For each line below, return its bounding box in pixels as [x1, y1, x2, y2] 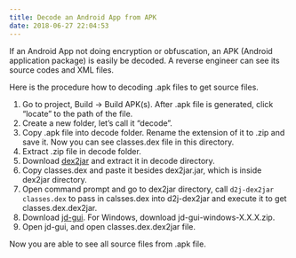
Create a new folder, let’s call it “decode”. [21, 117, 173, 129]
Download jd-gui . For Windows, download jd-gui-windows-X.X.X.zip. [21, 212, 276, 223]
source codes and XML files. [9, 64, 114, 75]
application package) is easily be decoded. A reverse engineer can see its [9, 55, 280, 66]
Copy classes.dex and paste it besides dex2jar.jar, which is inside [21, 165, 262, 176]
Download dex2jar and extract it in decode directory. [21, 155, 215, 166]
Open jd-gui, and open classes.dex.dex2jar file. [21, 221, 196, 231]
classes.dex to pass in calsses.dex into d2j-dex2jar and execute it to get [21, 192, 287, 204]
